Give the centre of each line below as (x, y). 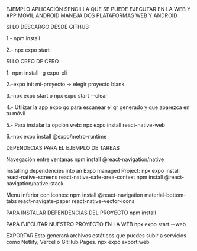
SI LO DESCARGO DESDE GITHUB (48, 27)
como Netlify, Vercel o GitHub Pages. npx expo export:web (78, 242)
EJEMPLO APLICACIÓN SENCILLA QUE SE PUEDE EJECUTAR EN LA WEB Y (98, 9)
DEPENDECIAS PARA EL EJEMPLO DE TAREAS (63, 148)
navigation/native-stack (35, 183)
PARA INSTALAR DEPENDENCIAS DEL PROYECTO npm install (81, 213)
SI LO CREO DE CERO (33, 61)
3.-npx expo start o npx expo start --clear (57, 96)
